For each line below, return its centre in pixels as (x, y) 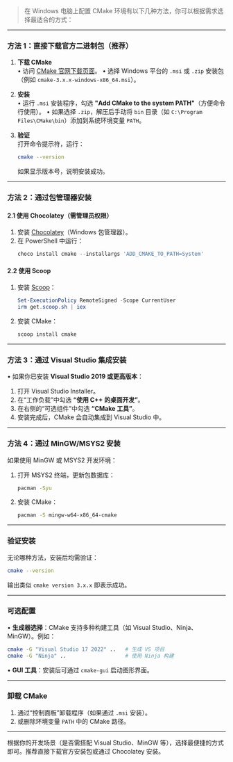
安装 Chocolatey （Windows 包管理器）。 (74, 232)
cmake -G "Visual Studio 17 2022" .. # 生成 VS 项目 (86, 649)
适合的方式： (55, 19)
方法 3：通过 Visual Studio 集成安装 (67, 359)
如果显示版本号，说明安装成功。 (63, 171)
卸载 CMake (27, 696)
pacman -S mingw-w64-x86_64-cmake (67, 515)
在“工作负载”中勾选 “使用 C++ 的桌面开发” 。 (80, 400)
